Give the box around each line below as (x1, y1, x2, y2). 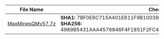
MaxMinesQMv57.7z (7, 20, 56, 27)
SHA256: (60, 20, 82, 27)
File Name (20, 6, 44, 13)
